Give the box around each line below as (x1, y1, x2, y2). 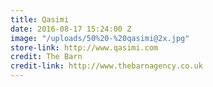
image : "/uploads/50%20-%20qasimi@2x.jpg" (10, 33, 190, 43)
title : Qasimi (10, 14, 70, 25)
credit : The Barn (10, 52, 83, 62)
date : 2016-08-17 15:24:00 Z (10, 24, 132, 34)
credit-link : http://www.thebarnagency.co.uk (10, 61, 203, 71)
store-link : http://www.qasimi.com (10, 42, 159, 53)
